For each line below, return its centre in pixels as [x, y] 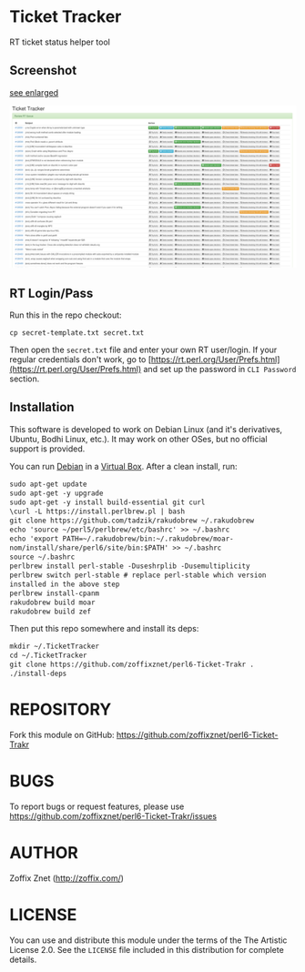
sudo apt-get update [49, 484]
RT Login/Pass [51, 293]
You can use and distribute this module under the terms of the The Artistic [148, 940]
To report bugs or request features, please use [97, 806]
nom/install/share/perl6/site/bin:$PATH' [89, 548]
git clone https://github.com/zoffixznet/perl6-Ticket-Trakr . [132, 664]
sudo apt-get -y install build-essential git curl [107, 502]
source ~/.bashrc [42, 557]
